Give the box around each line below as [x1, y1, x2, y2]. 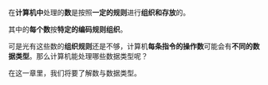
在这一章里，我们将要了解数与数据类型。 [8, 68, 141, 78]
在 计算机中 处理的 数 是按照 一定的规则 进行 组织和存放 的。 [8, 8, 190, 17]
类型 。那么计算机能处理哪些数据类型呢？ [14, 52, 148, 60]
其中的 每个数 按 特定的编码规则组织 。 [8, 25, 128, 34]
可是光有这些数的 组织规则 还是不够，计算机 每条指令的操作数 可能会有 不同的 [8, 41, 253, 51]
